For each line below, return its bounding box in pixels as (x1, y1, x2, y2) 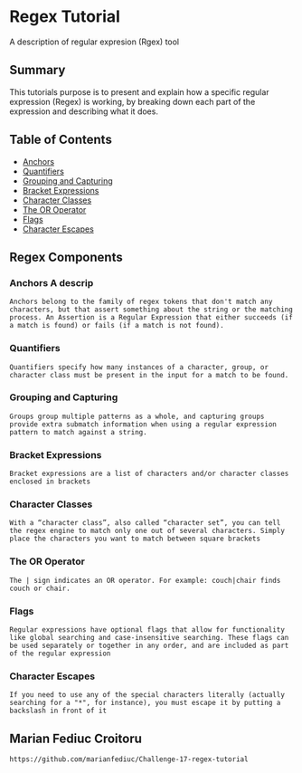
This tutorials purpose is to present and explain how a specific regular (9, 86, 269, 97)
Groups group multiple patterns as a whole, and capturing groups (9, 412, 265, 421)
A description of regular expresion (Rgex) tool (9, 36, 180, 47)
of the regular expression (9, 649, 111, 658)
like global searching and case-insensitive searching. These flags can (9, 634, 289, 643)
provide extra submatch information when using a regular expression (9, 419, 278, 429)
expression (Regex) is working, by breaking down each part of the (9, 96, 256, 107)
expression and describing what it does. (9, 106, 158, 117)
